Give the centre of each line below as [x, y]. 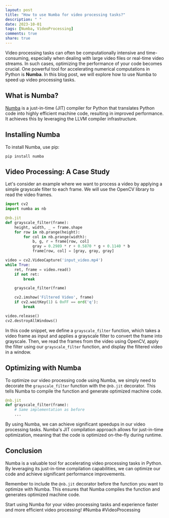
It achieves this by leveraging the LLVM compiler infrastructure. [71, 119]
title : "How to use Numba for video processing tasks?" [65, 15]
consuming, [17, 58]
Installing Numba [33, 135]
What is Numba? [32, 96]
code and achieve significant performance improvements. [66, 474]
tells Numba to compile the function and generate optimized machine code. [84, 391]
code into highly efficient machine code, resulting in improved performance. [85, 113]
